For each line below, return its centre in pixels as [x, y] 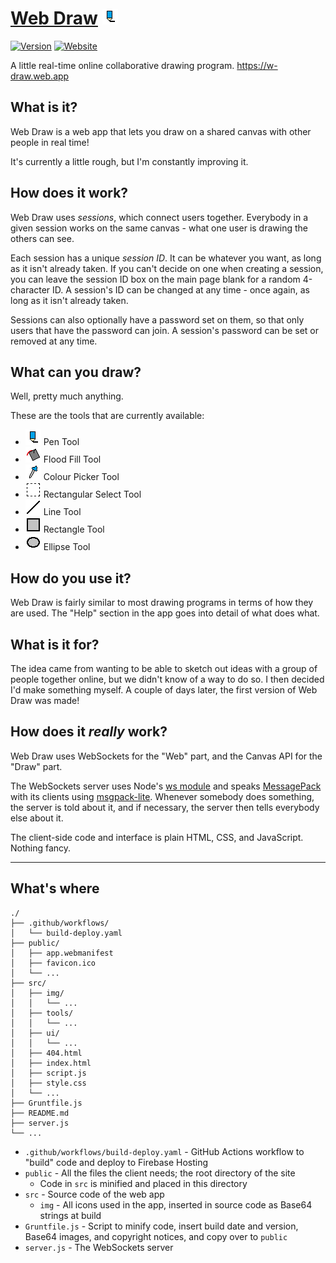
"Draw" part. [36, 766]
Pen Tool [61, 442]
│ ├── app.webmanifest [62, 953]
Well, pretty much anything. [67, 396]
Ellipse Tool [67, 547]
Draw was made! [45, 700]
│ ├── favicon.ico [53, 963]
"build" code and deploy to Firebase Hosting [116, 1162]
